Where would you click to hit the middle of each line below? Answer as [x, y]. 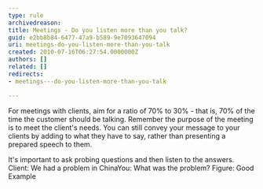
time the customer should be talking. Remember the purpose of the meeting [131, 119]
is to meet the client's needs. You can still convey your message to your [124, 128]
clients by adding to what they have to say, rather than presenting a [117, 135]
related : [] [27, 67]
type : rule [26, 15]
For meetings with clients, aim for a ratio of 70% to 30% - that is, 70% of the [131, 110]
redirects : [26, 74]
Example [22, 176]
